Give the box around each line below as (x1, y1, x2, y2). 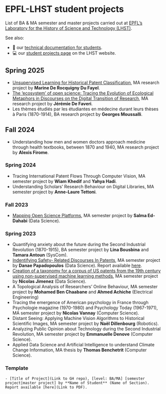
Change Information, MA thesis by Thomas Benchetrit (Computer (12, 347, 147, 353)
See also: (5, 35, 24, 41)
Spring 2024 (5, 161, 36, 168)
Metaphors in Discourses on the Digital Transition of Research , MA (12, 95, 149, 101)
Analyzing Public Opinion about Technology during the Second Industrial (12, 326, 161, 332)
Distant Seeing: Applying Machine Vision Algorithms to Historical (12, 315, 145, 321)
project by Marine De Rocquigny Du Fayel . (12, 84, 100, 90)
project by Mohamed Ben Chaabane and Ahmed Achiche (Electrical (12, 289, 153, 295)
